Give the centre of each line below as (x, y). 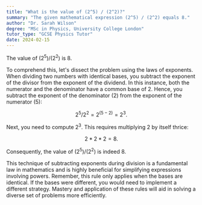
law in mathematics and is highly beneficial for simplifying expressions (94, 169)
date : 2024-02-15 (28, 40)
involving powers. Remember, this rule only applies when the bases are (94, 176)
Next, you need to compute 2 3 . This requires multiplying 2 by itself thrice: (97, 126)
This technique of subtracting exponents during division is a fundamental (97, 163)
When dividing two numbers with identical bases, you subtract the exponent (101, 76)
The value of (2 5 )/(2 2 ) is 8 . (39, 58)
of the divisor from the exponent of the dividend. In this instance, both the (98, 83)
